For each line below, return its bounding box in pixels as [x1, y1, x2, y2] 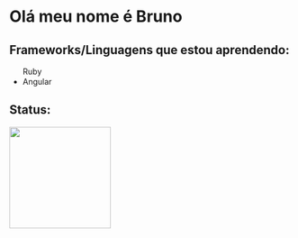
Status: [9, 102, 51, 118]
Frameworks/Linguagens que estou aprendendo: [9, 42, 290, 58]
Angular [22, 77, 52, 87]
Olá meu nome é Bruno [9, 6, 183, 27]
